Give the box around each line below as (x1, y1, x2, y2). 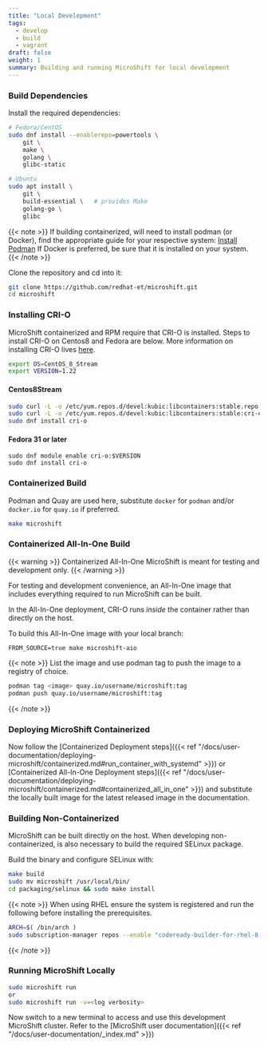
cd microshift (8, 291, 56, 299)
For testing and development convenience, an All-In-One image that (8, 580, 231, 590)
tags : (8, 19, 26, 27)
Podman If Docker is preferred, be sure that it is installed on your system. (8, 244, 249, 253)
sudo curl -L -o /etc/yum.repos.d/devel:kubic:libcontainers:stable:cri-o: (8, 410, 266, 418)
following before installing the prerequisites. (8, 908, 153, 917)
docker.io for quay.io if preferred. (8, 504, 120, 513)
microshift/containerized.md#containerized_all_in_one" (8, 784, 189, 794)
